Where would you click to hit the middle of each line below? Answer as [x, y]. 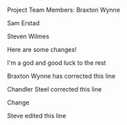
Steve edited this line [37, 116]
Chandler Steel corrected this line [55, 89]
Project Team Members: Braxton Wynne [63, 10]
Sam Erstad [23, 23]
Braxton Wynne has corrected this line [61, 76]
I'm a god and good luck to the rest [57, 63]
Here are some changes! [42, 50]
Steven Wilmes [28, 36]
